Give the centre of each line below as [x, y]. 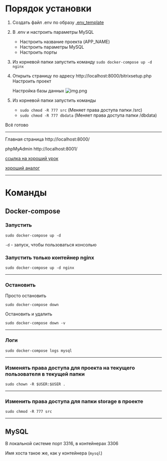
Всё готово [17, 125]
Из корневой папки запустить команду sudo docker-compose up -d [82, 62]
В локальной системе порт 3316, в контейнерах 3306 [62, 444]
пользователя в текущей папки [45, 374]
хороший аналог [23, 168]
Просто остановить [26, 296]
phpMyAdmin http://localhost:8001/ [42, 149]
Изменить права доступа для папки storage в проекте [74, 401]
